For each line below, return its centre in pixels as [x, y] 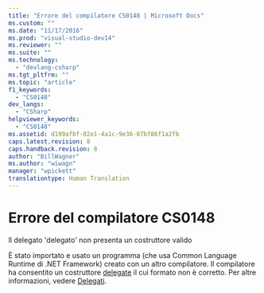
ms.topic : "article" [43, 82]
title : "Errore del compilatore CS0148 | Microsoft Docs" [106, 16]
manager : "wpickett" [43, 171]
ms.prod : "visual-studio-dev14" [62, 38]
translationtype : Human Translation [69, 179]
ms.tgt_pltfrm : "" [39, 75]
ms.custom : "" [32, 23]
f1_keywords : [30, 90]
